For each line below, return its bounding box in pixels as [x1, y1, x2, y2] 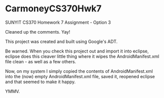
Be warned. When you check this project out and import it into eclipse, [5, 48, 149, 54]
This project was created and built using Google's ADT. [5, 38, 118, 45]
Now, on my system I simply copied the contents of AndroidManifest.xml [5, 68, 153, 74]
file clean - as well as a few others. [5, 58, 76, 64]
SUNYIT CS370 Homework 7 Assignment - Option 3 [5, 19, 111, 25]
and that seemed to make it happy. [5, 79, 76, 85]
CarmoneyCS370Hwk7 [5, 3, 102, 14]
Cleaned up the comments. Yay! [5, 29, 70, 35]
